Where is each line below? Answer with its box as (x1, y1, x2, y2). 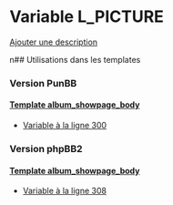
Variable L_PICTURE (9, 6, 164, 27)
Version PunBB (9, 77, 77, 89)
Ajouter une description (9, 36, 98, 47)
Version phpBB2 (9, 142, 84, 155)
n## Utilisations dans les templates (9, 54, 141, 65)
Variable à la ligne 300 (22, 120, 107, 131)
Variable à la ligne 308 (22, 185, 107, 197)
